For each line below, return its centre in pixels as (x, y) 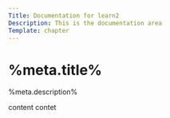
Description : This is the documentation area (85, 23)
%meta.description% (43, 92)
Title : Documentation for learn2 (64, 16)
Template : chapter (39, 30)
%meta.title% (55, 70)
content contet (32, 108)
